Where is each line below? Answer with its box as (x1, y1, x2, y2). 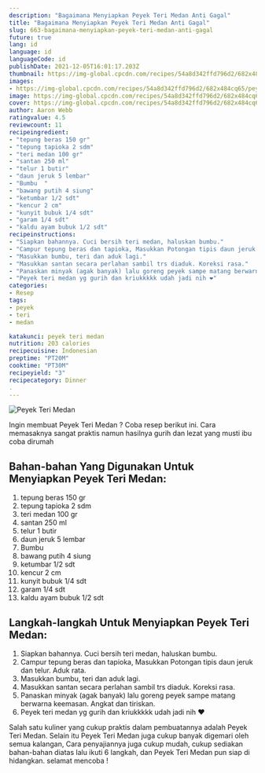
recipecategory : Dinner (9, 376, 87, 384)
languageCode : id (9, 56, 66, 64)
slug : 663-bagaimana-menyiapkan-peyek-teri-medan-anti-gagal (9, 26, 214, 34)
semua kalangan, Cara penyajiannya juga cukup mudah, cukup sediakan (9, 739, 243, 749)
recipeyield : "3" (9, 368, 66, 377)
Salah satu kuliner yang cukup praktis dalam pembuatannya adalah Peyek (9, 723, 248, 731)
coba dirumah (9, 437, 54, 446)
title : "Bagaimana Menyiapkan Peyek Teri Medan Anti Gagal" (9, 19, 211, 27)
